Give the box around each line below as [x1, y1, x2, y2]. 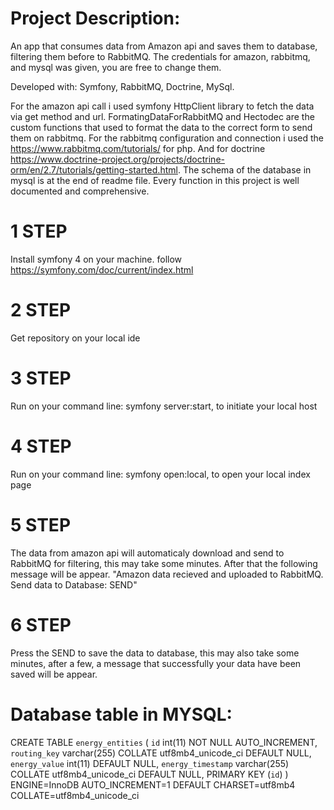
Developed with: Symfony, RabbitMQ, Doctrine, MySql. [10, 80, 235, 92]
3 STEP [10, 367, 72, 389]
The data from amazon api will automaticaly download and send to [10, 547, 285, 559]
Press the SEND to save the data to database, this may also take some [10, 647, 300, 659]
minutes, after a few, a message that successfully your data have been [10, 657, 302, 669]
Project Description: [10, 7, 181, 30]
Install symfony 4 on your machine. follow [10, 253, 183, 265]
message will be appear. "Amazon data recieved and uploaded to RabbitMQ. [10, 568, 324, 580]
